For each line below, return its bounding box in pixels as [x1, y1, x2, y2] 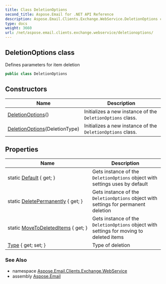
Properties [5, 145, 39, 153]
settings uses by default [92, 181, 148, 188]
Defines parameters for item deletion [5, 61, 80, 67]
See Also [5, 257, 27, 264]
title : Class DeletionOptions [5, 7, 68, 12]
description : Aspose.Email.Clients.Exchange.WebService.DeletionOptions [5, 16, 158, 21]
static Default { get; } [7, 174, 55, 181]
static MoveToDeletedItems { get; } [7, 225, 88, 232]
